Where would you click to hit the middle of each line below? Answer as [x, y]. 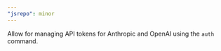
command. [23, 41]
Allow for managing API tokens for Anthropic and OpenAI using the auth [111, 34]
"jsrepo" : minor [31, 14]
